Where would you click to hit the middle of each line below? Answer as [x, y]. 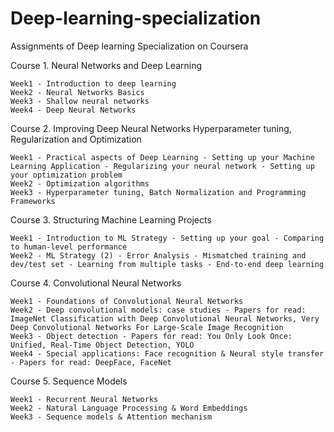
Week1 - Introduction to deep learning [93, 83]
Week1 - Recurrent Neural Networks [84, 399]
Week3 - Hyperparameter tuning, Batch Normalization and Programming [158, 192]
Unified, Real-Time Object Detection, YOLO [102, 345]
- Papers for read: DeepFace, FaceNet [91, 362]
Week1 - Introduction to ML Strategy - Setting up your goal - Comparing [167, 238]
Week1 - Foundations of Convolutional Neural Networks [127, 301]
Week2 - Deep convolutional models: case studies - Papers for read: [158, 310]
